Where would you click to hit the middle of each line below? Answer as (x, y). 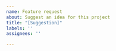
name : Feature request (34, 12)
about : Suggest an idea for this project (58, 17)
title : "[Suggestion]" (34, 23)
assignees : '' (24, 34)
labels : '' (20, 28)
